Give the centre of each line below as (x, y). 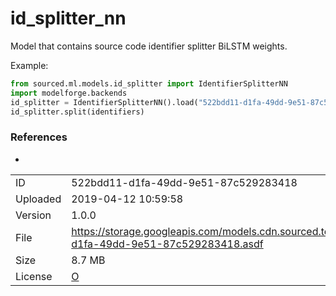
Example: (29, 65)
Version (33, 215)
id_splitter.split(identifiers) (77, 112)
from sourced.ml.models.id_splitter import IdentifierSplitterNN (149, 83)
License (34, 276)
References (39, 137)
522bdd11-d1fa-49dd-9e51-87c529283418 (184, 182)
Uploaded (38, 199)
